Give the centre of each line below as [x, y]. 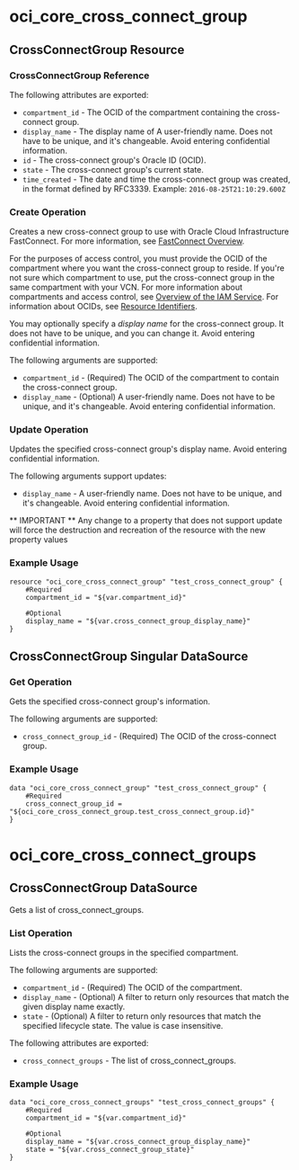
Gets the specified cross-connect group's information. [110, 701]
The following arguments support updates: [88, 476]
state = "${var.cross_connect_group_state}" [110, 1150]
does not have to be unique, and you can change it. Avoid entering [132, 334]
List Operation [41, 933]
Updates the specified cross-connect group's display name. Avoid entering [148, 449]
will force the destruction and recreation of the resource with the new [138, 530]
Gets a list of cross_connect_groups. [77, 909]
